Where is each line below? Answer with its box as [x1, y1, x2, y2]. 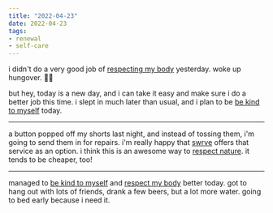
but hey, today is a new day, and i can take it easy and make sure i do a [8, 88, 246, 98]
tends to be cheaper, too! [8, 155, 93, 164]
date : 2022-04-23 [8, 19, 67, 28]
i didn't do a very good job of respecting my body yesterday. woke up [8, 64, 241, 74]
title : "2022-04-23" [8, 11, 79, 20]
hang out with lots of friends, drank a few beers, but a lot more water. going [8, 187, 262, 197]
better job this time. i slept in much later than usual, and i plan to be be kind [8, 97, 260, 107]
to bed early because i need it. [8, 195, 110, 205]
